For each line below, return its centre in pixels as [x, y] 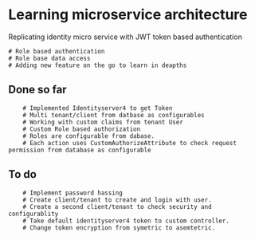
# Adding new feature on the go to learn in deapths [98, 65]
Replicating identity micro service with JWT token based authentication [126, 37]
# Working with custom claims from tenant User [103, 122]
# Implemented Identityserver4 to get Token [98, 108]
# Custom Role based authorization [82, 129]
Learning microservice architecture [128, 15]
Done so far [37, 90]
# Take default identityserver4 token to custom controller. [126, 221]
